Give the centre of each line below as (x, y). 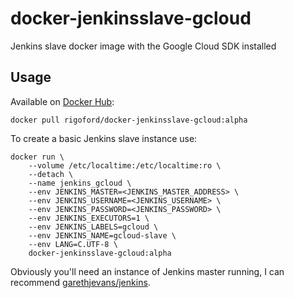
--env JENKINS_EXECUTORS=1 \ (89, 218)
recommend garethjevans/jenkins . (80, 282)
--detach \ (51, 174)
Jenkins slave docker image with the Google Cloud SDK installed (143, 46)
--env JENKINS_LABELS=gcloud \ (93, 227)
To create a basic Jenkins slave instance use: (104, 138)
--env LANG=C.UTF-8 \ (73, 244)
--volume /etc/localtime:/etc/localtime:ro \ (125, 165)
